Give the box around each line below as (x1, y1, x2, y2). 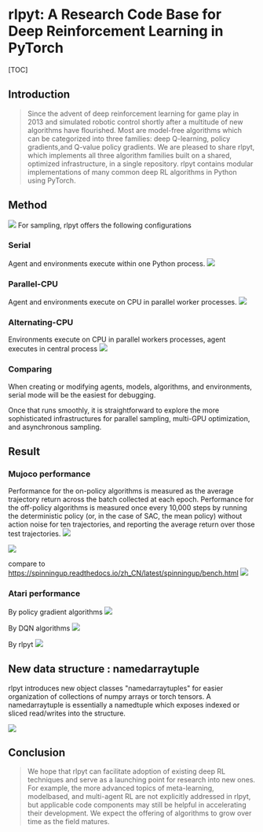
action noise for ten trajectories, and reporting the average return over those (8, 520, 255, 529)
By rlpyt (8, 639, 34, 649)
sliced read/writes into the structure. (8, 708, 126, 718)
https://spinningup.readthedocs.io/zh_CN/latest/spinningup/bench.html (8, 568, 239, 578)
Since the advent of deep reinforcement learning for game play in (27, 109, 239, 118)
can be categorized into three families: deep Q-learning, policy (27, 134, 231, 143)
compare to (8, 559, 46, 568)
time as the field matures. (27, 817, 110, 826)
